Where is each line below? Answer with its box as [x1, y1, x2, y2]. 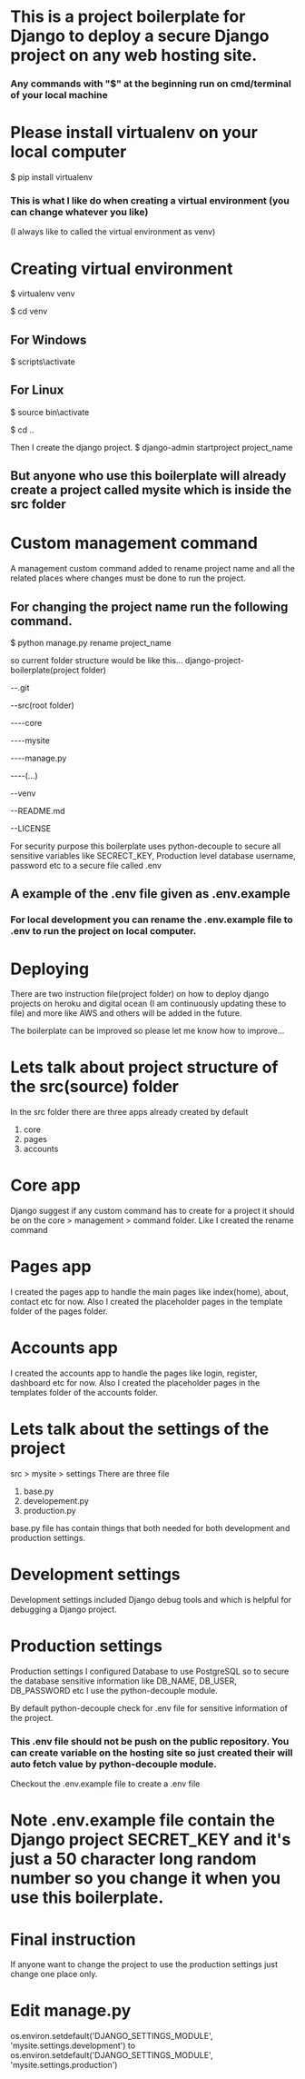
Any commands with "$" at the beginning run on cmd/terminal [10, 77, 291, 90]
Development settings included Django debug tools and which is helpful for [10, 1594, 292, 1605]
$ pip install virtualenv [10, 172, 93, 183]
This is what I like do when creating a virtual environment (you [10, 194, 290, 206]
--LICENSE [10, 823, 52, 834]
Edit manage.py [10, 2001, 132, 2021]
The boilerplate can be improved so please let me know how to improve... [10, 1025, 285, 1037]
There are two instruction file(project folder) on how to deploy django [10, 989, 270, 1000]
